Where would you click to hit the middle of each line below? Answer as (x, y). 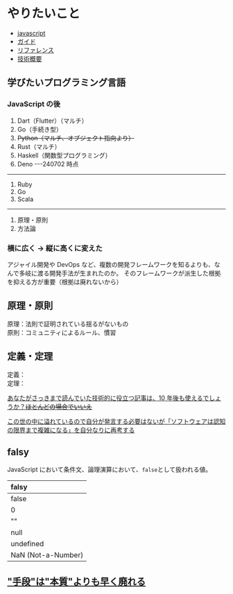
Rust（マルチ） (39, 146)
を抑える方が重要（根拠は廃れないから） (65, 281)
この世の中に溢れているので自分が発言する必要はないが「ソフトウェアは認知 (116, 421)
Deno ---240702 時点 (48, 164)
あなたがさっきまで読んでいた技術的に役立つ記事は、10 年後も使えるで (108, 398)
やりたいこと (44, 14)
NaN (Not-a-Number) (47, 555)
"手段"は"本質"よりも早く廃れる (76, 581)
